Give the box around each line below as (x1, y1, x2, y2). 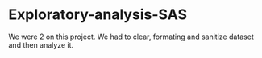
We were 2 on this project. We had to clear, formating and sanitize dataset (8, 32, 254, 41)
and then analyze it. (8, 40, 74, 49)
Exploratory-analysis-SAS (8, 6, 188, 24)
